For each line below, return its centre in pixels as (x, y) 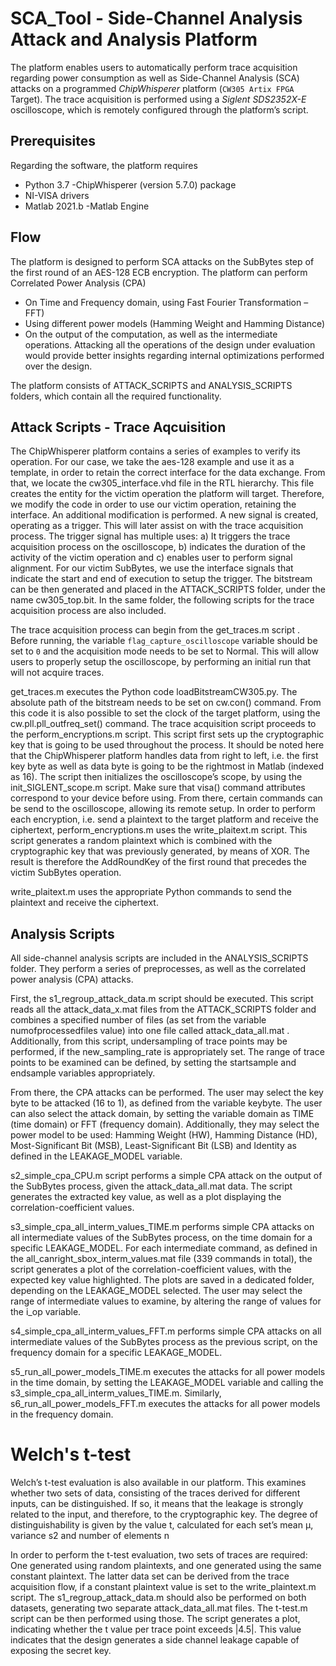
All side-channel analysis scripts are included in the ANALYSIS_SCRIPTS (159, 958)
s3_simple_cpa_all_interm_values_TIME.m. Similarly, (116, 1393)
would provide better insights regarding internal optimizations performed (174, 355)
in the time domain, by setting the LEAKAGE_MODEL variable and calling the (167, 1383)
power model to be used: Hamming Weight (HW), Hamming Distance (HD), (164, 1135)
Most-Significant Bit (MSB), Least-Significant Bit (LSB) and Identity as (153, 1146)
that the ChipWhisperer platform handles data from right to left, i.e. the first (164, 756)
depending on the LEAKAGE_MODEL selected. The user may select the (156, 1291)
